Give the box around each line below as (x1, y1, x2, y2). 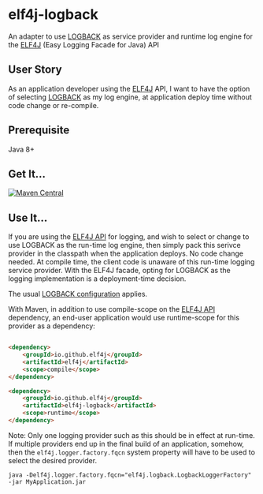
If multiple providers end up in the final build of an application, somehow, (8, 439, 244, 448)
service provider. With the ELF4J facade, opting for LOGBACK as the (8, 266, 231, 275)
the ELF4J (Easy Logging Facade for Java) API (8, 39, 160, 49)
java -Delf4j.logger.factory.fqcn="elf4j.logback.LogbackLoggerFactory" (8, 471, 252, 479)
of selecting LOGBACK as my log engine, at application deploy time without (8, 92, 252, 102)
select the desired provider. (8, 455, 97, 465)
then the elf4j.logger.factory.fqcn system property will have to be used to (8, 447, 256, 457)
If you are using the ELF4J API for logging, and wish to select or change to (8, 232, 250, 241)
